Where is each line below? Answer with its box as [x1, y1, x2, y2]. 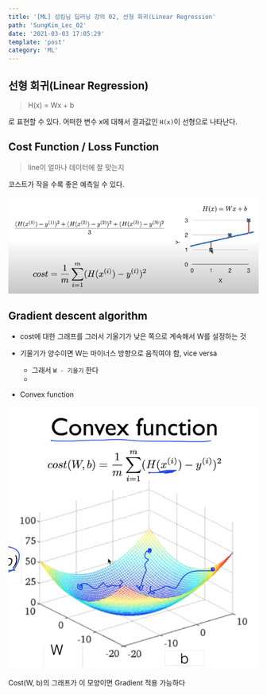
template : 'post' [8, 38, 66, 46]
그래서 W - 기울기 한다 [31, 365, 99, 375]
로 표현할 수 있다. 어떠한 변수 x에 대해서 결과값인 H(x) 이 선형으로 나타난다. [8, 116, 238, 126]
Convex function [19, 390, 74, 399]
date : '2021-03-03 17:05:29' [8, 29, 105, 37]
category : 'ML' [8, 46, 59, 55]
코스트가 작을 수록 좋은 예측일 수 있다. [8, 179, 125, 188]
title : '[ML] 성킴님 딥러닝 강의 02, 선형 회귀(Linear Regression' [8, 13, 216, 21]
